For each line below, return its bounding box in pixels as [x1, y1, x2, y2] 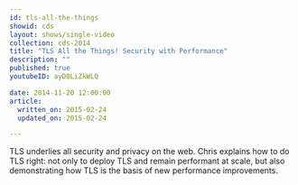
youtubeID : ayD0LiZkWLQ [9, 72, 99, 81]
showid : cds [9, 22, 54, 31]
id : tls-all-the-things [9, 13, 99, 23]
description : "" [9, 55, 70, 64]
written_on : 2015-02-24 [17, 105, 107, 114]
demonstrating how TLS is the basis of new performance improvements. [9, 165, 278, 176]
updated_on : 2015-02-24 [17, 114, 107, 123]
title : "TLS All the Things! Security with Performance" [9, 47, 228, 56]
